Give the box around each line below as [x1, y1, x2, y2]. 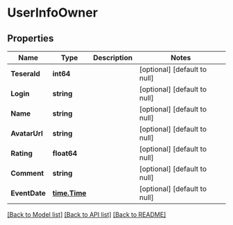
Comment [10, 168, 44, 178]
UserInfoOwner [7, 5, 98, 21]
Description [93, 53, 133, 62]
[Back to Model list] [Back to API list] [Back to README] [7, 210, 166, 219]
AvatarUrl [10, 129, 44, 138]
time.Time [52, 188, 87, 198]
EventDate [10, 188, 46, 198]
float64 [52, 149, 78, 158]
